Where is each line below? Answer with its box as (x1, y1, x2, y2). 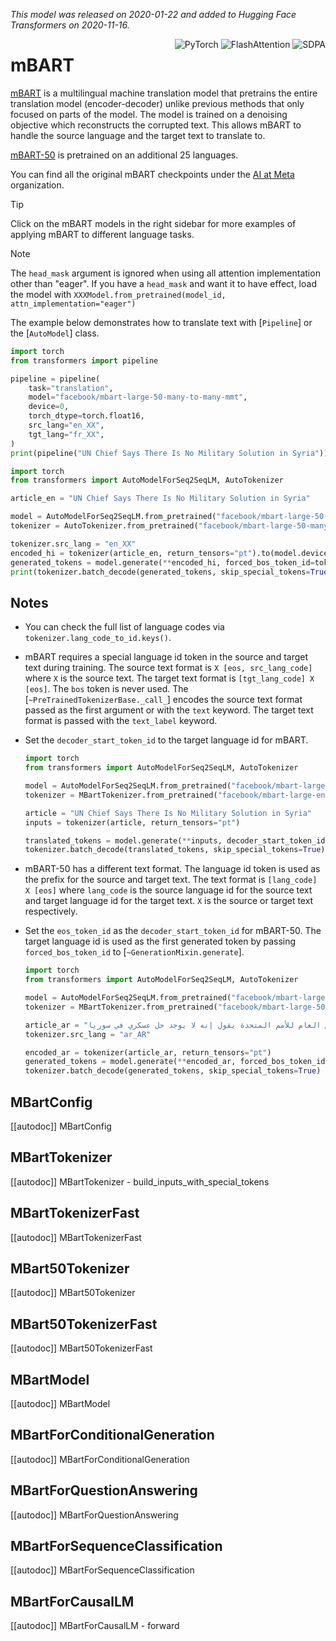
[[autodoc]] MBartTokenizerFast (10, 1231, 142, 1243)
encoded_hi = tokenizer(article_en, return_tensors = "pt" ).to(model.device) (10, 548, 333, 558)
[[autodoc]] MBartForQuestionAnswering (10, 1509, 179, 1521)
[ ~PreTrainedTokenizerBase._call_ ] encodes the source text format (24, 694, 303, 706)
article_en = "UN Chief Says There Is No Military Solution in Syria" (10, 494, 311, 504)
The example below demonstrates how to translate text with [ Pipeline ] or (10, 316, 313, 328)
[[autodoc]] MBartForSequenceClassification (10, 1564, 195, 1576)
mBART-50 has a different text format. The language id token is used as (24, 863, 321, 875)
